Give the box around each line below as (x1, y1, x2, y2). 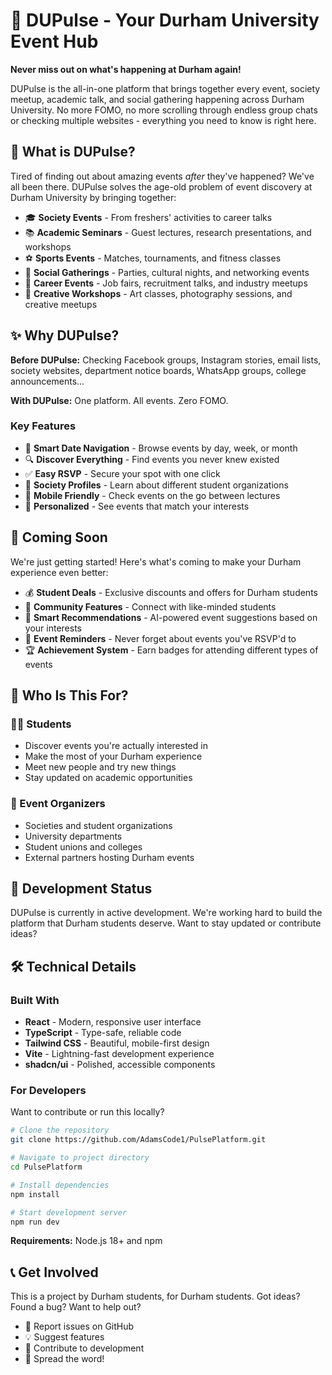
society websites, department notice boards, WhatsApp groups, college (10, 364, 307, 376)
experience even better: (10, 566, 109, 578)
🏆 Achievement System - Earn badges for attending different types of (24, 644, 319, 656)
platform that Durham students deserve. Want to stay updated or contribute (10, 917, 322, 929)
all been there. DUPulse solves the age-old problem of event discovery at (10, 180, 313, 193)
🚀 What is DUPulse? (10, 144, 136, 161)
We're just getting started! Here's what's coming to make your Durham (10, 555, 302, 568)
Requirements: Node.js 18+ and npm (10, 1235, 163, 1247)
